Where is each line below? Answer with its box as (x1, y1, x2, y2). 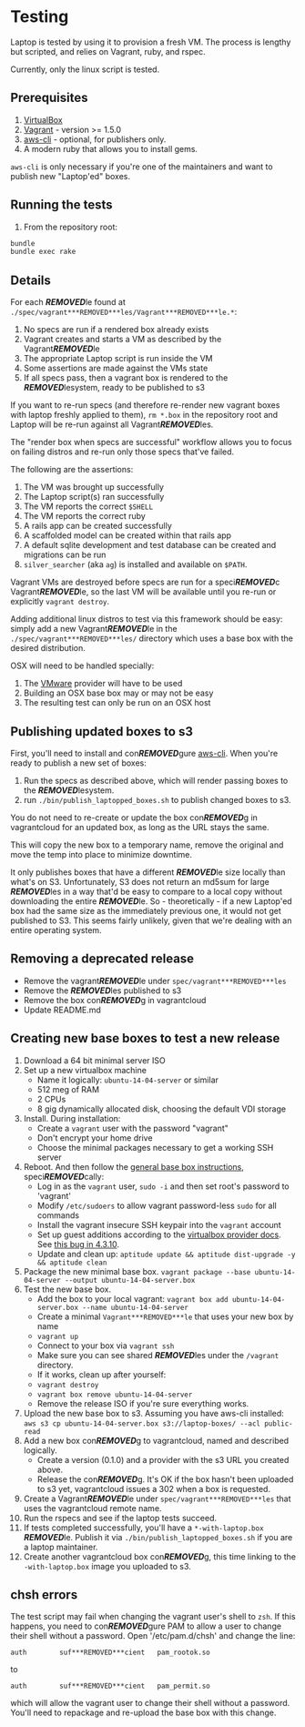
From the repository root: (23, 221, 117, 232)
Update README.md (23, 1004, 101, 1015)
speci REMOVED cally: (23, 1171, 105, 1182)
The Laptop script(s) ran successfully (23, 492, 165, 503)
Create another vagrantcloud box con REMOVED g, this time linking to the (23, 1550, 297, 1562)
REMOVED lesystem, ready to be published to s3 (23, 382, 206, 393)
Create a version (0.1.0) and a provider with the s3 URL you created (36, 1454, 290, 1465)
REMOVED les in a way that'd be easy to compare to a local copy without (10, 886, 283, 897)
